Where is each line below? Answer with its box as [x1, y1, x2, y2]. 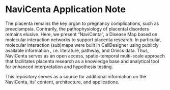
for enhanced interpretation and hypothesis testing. [5, 64, 114, 70]
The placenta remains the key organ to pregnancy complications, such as [5, 20, 159, 26]
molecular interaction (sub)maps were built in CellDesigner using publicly [5, 42, 159, 48]
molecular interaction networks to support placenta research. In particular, [5, 37, 161, 43]
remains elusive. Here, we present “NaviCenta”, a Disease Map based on [5, 31, 158, 37]
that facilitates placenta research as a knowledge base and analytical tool [5, 58, 159, 64]
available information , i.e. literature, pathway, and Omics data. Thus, [5, 47, 149, 53]
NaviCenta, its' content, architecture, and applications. [5, 79, 120, 85]
